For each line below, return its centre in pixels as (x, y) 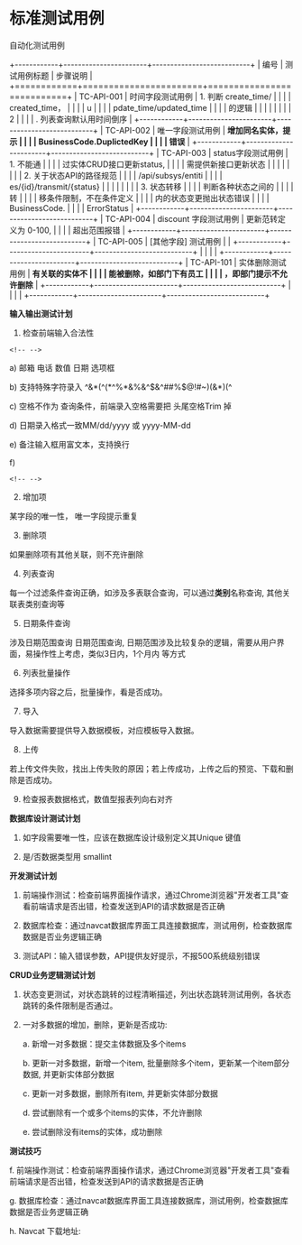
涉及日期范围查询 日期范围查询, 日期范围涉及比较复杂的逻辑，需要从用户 (143, 642)
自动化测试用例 (37, 45)
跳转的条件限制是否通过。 (70, 1005)
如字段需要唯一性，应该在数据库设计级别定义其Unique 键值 (132, 837)
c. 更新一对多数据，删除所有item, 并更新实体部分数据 (120, 1093)
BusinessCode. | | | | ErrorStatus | (72, 207)
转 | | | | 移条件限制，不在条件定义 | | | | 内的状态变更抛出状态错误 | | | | (139, 198)
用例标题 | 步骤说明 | (55, 75)
